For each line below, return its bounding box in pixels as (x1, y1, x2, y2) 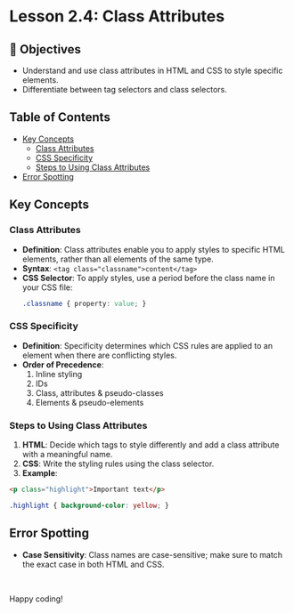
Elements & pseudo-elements (35, 397, 144, 407)
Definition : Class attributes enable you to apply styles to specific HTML (21, 244, 285, 254)
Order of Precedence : (21, 359, 104, 370)
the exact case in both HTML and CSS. (21, 559, 165, 569)
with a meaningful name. (21, 448, 113, 459)
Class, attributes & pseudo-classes (35, 387, 164, 398)
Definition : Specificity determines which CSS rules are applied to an (21, 340, 274, 351)
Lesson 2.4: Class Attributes (9, 6, 225, 27)
